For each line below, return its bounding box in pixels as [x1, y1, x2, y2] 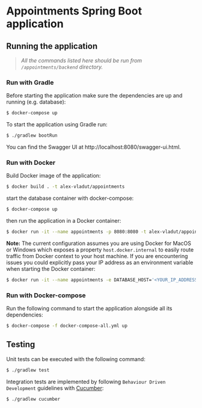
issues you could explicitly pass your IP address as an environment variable [6, 259, 194, 266]
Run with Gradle [6, 78, 54, 87]
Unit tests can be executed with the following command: [6, 355, 145, 362]
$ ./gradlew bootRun [6, 132, 58, 139]
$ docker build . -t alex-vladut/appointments [6, 184, 125, 190]
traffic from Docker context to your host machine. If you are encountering [6, 252, 188, 259]
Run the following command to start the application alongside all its [6, 305, 173, 312]
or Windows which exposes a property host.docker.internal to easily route [6, 246, 194, 253]
